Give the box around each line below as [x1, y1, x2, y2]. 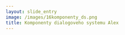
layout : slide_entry [5, 8, 58, 15]
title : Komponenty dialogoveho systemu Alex [5, 20, 119, 26]
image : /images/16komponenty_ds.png [5, 14, 97, 20]
